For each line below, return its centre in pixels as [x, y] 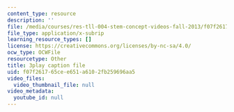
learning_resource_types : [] [49, 40]
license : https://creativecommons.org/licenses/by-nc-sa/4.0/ [99, 46]
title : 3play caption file [46, 65]
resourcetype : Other [37, 59]
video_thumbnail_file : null [54, 85]
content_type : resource [42, 14]
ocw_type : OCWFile [34, 53]
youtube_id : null [39, 98]
